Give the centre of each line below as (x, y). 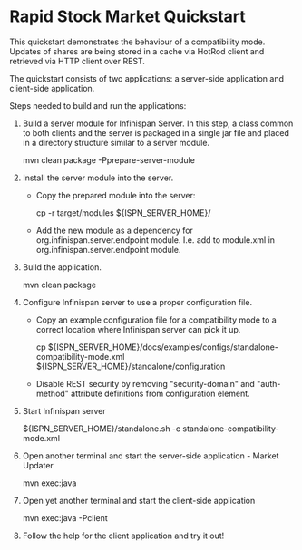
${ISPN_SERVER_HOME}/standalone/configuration (131, 366)
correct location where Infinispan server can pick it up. (138, 329)
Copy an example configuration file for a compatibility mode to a (156, 320)
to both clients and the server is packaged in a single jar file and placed (156, 132)
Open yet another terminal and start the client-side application (139, 500)
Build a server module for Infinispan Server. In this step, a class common (158, 123)
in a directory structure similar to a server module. (116, 142)
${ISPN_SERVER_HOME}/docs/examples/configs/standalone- (164, 347)
